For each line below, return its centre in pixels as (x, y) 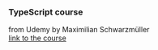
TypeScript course (46, 12)
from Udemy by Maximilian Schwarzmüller (79, 30)
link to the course (37, 38)
